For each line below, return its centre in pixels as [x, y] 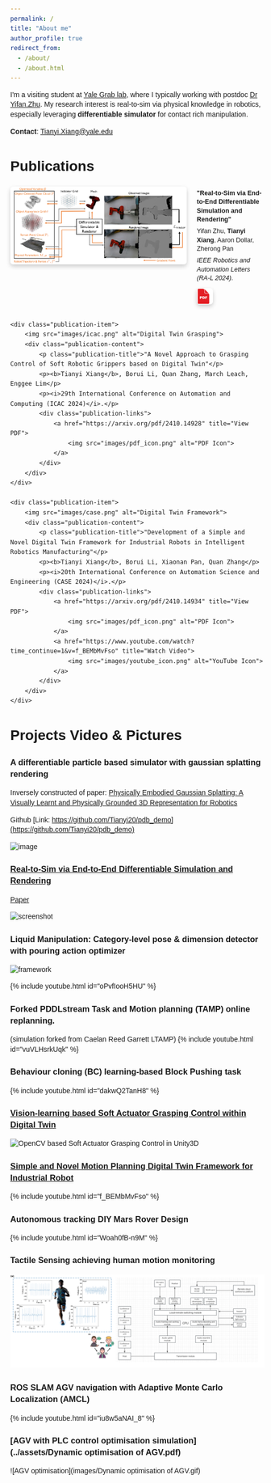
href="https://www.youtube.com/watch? [129, 641]
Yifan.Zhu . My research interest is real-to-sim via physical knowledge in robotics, [135, 104]
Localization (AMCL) [50, 1399]
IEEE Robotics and [224, 260]
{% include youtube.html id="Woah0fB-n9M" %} [84, 1238]
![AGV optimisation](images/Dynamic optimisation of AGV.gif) [105, 1471]
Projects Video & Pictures [96, 735]
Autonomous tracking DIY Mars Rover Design [99, 1219]
